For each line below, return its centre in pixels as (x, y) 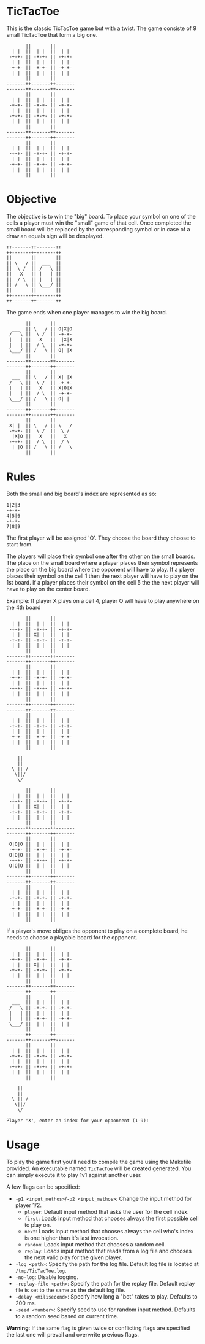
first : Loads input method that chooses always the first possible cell (111, 1218)
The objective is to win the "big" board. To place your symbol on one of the (101, 216)
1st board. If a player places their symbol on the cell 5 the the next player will (103, 582)
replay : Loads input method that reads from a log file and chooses (108, 1251)
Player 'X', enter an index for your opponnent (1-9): (78, 1121)
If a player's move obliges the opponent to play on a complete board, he (97, 931)
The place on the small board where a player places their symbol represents (102, 562)
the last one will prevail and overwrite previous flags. (73, 1334)
